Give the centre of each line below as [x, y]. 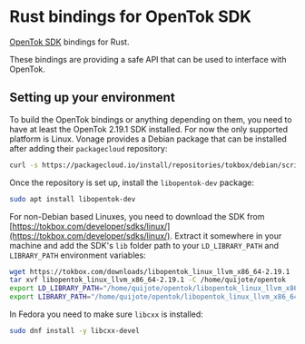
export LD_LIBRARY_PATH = [56, 289]
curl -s [24, 165]
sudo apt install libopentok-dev [73, 199]
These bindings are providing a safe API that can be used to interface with [148, 59]
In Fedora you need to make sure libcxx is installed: [107, 314]
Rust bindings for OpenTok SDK [131, 17]
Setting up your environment [92, 98]
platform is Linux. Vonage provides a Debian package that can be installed [148, 139]
